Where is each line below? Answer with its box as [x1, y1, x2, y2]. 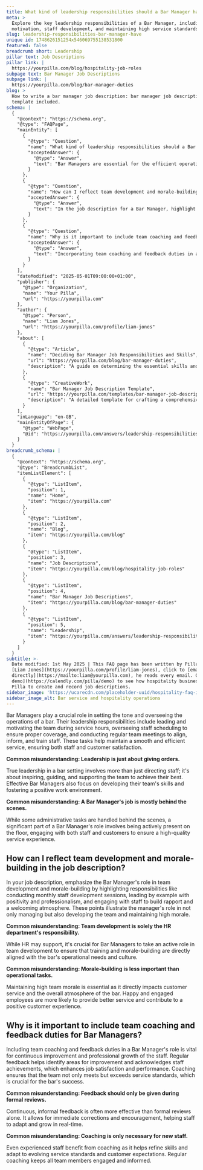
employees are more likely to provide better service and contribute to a [6, 996, 183, 1004]
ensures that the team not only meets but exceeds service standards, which [6, 1071, 195, 1079]
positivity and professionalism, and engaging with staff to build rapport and [6, 898, 193, 905]
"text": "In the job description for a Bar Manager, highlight [33, 206, 196, 212]
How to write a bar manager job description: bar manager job [11, 93, 172, 99]
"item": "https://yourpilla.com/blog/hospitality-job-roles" [28, 566, 185, 572]
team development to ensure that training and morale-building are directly [6, 947, 190, 955]
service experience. [6, 835, 56, 843]
